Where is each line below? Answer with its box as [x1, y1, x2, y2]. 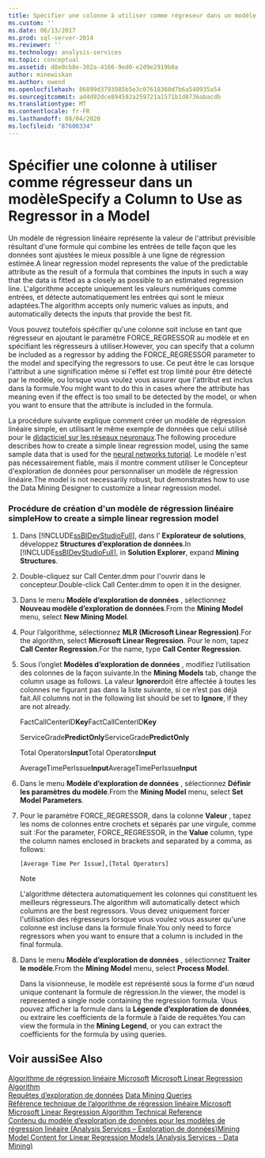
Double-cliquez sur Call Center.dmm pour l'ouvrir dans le [19, 571, 206, 581]
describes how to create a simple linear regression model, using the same [8, 441, 249, 451]
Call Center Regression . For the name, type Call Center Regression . [19, 644, 242, 654]
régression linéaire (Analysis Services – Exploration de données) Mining [8, 1124, 240, 1133]
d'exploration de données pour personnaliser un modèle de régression [8, 466, 239, 476]
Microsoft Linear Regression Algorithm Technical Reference [8, 1107, 203, 1117]
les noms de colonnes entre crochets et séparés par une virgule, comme [19, 819, 257, 829]
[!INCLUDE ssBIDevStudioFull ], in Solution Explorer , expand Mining [19, 547, 240, 557]
